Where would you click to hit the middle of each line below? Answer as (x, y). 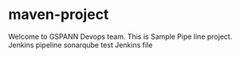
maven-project (59, 15)
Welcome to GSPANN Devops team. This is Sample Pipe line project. (120, 36)
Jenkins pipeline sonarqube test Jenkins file (81, 44)
